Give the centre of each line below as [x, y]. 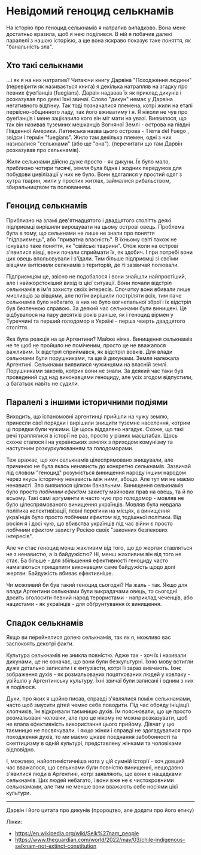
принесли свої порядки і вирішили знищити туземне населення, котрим [98, 423]
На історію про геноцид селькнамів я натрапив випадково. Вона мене [96, 28]
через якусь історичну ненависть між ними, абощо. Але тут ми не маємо [100, 479]
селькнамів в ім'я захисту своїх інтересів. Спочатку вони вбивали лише [98, 289]
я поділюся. [21, 687]
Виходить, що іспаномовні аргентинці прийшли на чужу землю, [88, 417]
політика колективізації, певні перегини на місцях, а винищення [88, 511]
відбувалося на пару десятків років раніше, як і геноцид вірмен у [90, 314]
